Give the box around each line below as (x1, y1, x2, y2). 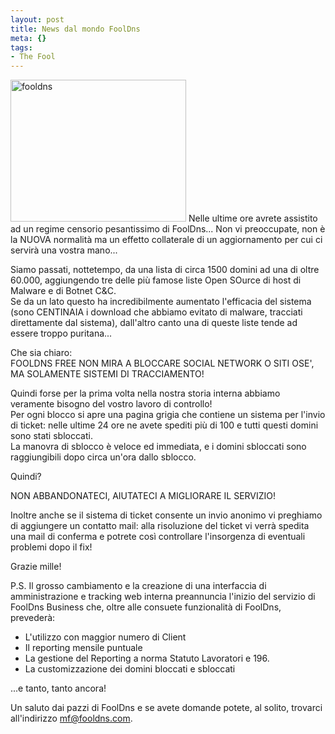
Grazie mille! (10, 561, 62, 573)
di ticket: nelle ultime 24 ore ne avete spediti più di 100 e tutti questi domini (10, 419, 319, 431)
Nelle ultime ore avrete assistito (188, 212, 318, 225)
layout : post (10, 14, 65, 25)
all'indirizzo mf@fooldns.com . (10, 712, 133, 725)
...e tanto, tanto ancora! (10, 682, 107, 695)
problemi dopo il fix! (10, 541, 93, 553)
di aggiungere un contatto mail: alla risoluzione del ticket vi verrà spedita (10, 520, 310, 532)
